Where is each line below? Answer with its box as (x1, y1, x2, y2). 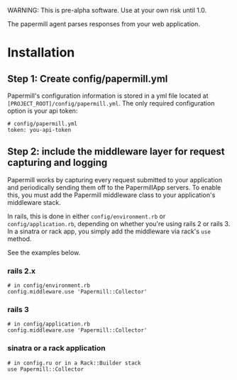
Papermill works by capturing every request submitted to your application (7, 175, 222, 184)
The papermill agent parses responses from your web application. (7, 20, 201, 28)
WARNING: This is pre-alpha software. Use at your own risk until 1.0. (7, 6, 207, 14)
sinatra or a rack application (7, 343, 106, 353)
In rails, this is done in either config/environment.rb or (7, 212, 166, 220)
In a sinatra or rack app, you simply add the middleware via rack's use (7, 227, 211, 235)
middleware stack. (7, 198, 62, 206)
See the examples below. (7, 248, 80, 257)
